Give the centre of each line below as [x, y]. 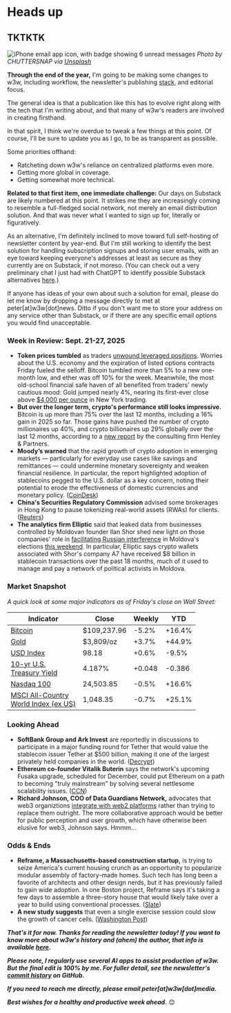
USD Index [28, 652]
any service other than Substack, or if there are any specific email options [112, 315]
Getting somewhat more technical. [66, 180]
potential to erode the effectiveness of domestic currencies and [108, 488]
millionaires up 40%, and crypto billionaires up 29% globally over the [115, 429]
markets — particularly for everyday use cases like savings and [107, 458]
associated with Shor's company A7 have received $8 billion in [106, 554]
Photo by [210, 54]
